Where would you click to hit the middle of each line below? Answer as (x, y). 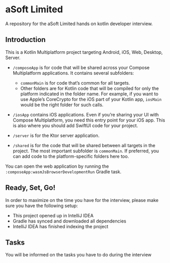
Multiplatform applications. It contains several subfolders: (73, 73)
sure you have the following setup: (42, 206)
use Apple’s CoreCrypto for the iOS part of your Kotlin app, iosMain (91, 99)
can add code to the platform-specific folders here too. (71, 156)
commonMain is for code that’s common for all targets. (75, 83)
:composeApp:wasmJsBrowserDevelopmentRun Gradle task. (63, 171)
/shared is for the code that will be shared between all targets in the (84, 145)
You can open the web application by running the (57, 166)
